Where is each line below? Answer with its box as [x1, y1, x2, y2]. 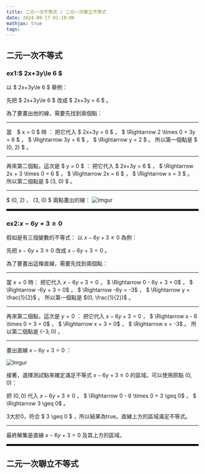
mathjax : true [6, 20, 43, 26]
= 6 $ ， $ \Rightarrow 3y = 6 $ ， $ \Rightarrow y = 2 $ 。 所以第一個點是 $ [6, 136, 198, 143]
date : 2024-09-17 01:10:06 [6, 15, 75, 21]
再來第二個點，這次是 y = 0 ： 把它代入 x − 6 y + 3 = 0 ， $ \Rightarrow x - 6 [6, 313, 198, 320]
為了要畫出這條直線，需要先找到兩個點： [6, 260, 108, 267]
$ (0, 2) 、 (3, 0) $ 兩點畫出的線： [6, 196, 91, 204]
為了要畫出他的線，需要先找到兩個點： [6, 109, 103, 117]
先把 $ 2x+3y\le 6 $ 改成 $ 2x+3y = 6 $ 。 [6, 96, 112, 104]
